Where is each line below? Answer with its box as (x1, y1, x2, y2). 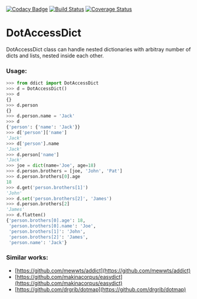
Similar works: (6, 253, 48, 262)
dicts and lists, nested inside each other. (6, 52, 104, 59)
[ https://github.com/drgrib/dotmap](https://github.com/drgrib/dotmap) (14, 285, 186, 292)
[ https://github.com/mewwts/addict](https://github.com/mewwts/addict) (14, 266, 191, 274)
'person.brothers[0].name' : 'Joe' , (8, 223, 96, 229)
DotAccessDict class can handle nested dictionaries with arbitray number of (6, 45, 191, 53)
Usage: (6, 67, 28, 75)
